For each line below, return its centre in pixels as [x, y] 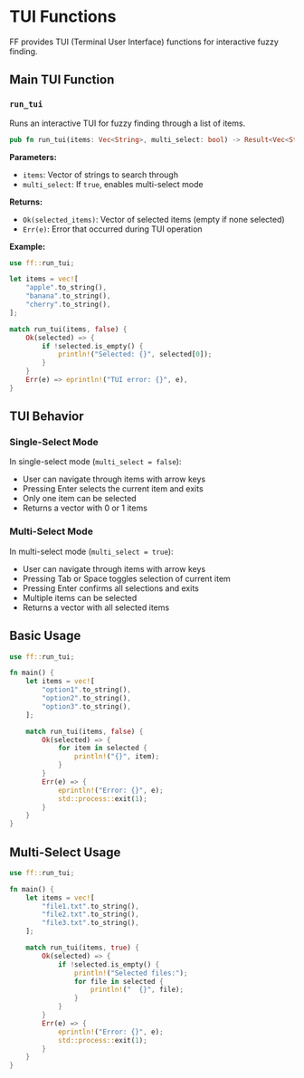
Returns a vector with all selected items [96, 607]
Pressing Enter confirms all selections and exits [110, 588]
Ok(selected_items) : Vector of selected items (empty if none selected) [153, 219]
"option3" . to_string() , [86, 706]
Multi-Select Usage [65, 852]
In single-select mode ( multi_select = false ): [95, 462]
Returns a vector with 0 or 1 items [85, 508]
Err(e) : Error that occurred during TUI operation [112, 229]
